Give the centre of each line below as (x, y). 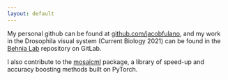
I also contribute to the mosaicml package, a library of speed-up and (106, 62)
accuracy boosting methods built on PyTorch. (73, 69)
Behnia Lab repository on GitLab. (54, 48)
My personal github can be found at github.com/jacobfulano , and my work (114, 33)
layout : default (31, 14)
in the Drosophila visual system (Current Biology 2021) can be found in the (114, 41)
